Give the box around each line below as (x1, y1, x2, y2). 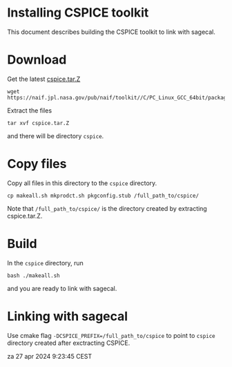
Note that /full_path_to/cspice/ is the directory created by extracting (7, 204, 207, 212)
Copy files (7, 156, 67, 172)
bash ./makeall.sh (7, 272, 60, 279)
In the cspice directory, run (7, 258, 84, 267)
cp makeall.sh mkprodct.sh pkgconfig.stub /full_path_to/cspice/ (7, 192, 199, 199)
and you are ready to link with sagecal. (7, 284, 117, 292)
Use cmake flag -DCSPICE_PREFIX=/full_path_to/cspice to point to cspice (7, 331, 215, 339)
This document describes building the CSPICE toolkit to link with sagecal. (7, 28, 216, 36)
